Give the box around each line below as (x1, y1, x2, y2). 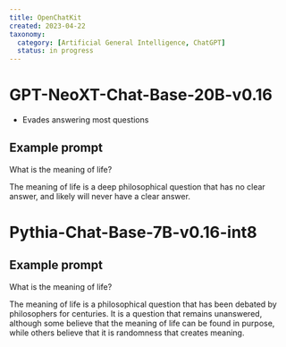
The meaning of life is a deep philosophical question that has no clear (9, 181, 265, 192)
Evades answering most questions (21, 114, 149, 125)
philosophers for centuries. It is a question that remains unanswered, (9, 308, 263, 318)
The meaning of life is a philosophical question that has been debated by (9, 299, 277, 309)
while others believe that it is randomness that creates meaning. (9, 327, 245, 338)
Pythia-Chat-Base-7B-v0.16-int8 (9, 223, 257, 242)
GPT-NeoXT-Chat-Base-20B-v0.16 (9, 85, 273, 106)
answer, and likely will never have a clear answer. (9, 190, 190, 201)
